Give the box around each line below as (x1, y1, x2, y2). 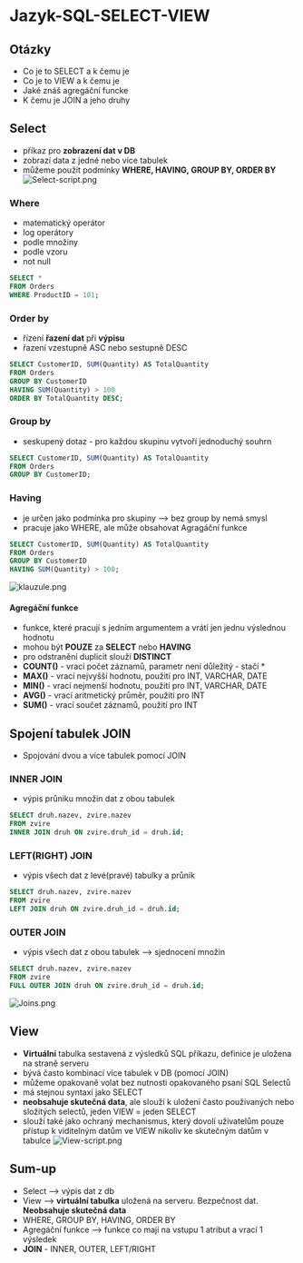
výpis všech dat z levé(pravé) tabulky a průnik (22, 870, 195, 881)
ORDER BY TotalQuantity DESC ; (9, 393, 124, 403)
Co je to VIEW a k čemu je (22, 75, 120, 86)
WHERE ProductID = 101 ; (9, 290, 100, 300)
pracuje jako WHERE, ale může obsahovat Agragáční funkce (22, 522, 248, 532)
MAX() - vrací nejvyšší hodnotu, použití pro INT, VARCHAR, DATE (22, 671, 268, 681)
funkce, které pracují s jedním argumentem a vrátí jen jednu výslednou (22, 622, 287, 633)
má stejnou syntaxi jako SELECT (22, 1087, 143, 1098)
